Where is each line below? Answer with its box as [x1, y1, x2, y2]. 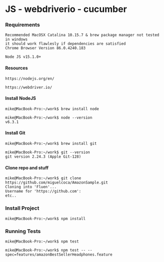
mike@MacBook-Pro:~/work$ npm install [5, 216, 86, 221]
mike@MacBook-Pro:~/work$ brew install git [5, 141, 97, 146]
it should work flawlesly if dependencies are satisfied [5, 41, 126, 46]
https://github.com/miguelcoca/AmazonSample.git [5, 180, 108, 185]
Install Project [5, 205, 39, 212]
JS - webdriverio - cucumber [5, 3, 127, 15]
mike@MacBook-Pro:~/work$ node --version [5, 115, 93, 120]
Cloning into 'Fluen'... [5, 185, 57, 190]
